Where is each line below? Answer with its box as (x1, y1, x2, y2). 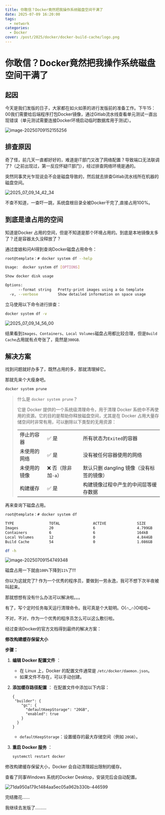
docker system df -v (5, 311, 48, 316)
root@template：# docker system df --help (5, 256, 92, 261)
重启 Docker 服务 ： (12, 744, 53, 750)
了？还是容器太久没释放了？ (5, 235, 61, 242)
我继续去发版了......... (5, 805, 47, 811)
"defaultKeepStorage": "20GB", (25, 707, 90, 712)
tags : (5, 16, 16, 21)
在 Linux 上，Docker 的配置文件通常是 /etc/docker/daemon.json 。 (19, 668, 152, 674)
